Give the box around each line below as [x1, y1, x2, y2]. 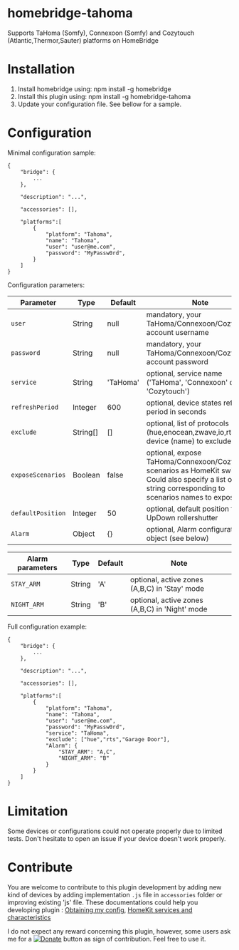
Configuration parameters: [7, 280, 85, 289]
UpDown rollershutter [146, 512, 218, 522]
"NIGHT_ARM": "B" [58, 754, 110, 762]
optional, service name [146, 368, 223, 378]
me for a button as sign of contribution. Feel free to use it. [7, 934, 206, 943]
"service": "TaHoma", [45, 729, 110, 737]
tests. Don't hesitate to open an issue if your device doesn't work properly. [7, 834, 226, 842]
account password [146, 356, 208, 366]
